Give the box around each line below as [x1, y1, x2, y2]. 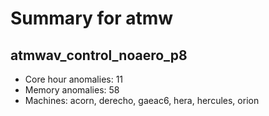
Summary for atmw [10, 7, 174, 30]
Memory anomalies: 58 [24, 84, 120, 96]
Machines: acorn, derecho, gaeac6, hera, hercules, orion [24, 95, 260, 106]
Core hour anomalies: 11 [24, 73, 124, 85]
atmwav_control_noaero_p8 [10, 47, 188, 64]
